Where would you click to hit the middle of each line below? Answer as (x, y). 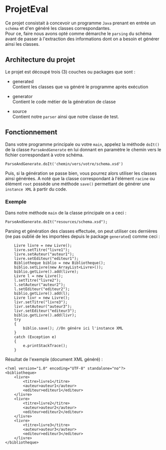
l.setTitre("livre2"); (38, 280)
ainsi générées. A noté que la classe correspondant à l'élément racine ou (80, 178)
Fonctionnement (31, 132)
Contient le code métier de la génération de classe (64, 102)
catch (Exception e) (35, 337)
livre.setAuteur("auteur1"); (44, 254)
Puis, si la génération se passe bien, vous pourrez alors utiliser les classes (81, 173)
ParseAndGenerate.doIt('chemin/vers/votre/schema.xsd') (64, 164)
